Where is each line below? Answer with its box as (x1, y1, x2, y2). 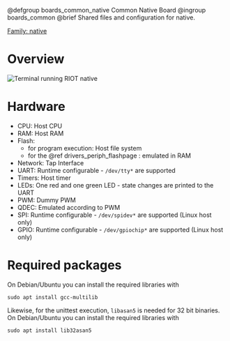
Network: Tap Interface (17, 158, 84, 167)
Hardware (7, 99, 66, 114)
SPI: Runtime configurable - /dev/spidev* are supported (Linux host (17, 211, 212, 219)
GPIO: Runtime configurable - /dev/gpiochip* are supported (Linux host (17, 225, 224, 234)
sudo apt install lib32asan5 (7, 327, 92, 334)
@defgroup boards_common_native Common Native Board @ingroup (7, 6, 206, 14)
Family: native (7, 27, 47, 35)
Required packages (7, 257, 122, 273)
